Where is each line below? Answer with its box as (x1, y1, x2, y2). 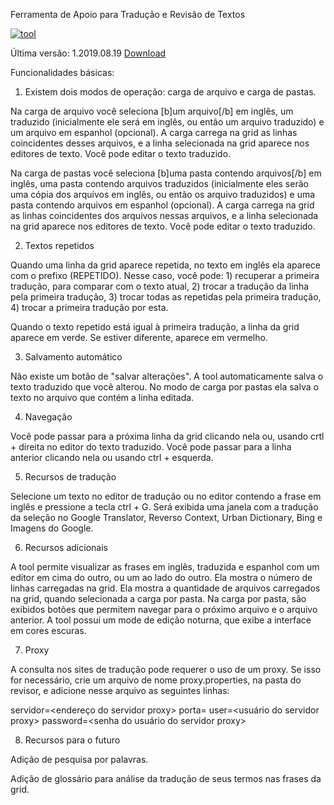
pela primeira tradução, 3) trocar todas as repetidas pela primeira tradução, (10, 291, 322, 303)
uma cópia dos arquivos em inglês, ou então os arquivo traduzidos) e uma (10, 189, 316, 200)
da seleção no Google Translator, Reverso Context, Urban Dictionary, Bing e (10, 512, 323, 523)
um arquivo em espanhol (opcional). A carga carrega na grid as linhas (10, 127, 298, 138)
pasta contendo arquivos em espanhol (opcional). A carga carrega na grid (10, 199, 315, 211)
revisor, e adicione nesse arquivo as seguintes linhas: (10, 685, 230, 696)
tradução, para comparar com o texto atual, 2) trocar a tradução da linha (10, 280, 310, 292)
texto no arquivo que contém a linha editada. (10, 392, 195, 403)
